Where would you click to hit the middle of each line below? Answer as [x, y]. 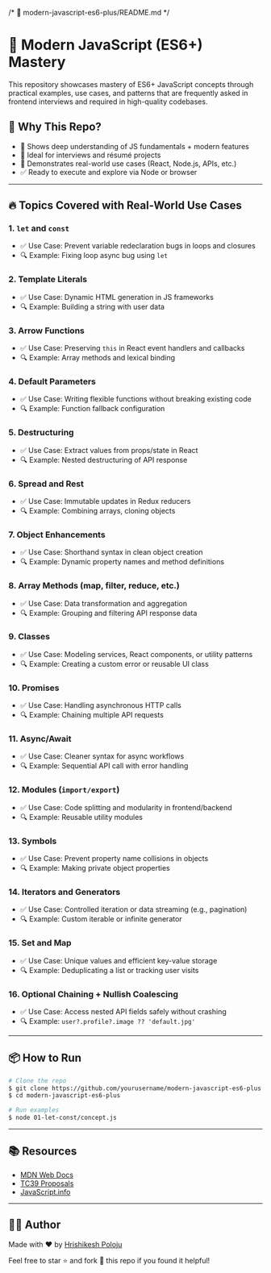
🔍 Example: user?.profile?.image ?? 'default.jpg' [108, 1021]
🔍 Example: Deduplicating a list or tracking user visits [109, 970]
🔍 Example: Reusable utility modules [81, 817]
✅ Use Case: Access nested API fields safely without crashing [123, 1011]
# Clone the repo [38, 1080]
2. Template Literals [48, 280]
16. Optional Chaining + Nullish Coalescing [94, 994]
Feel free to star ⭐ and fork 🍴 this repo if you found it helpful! [109, 1260]
